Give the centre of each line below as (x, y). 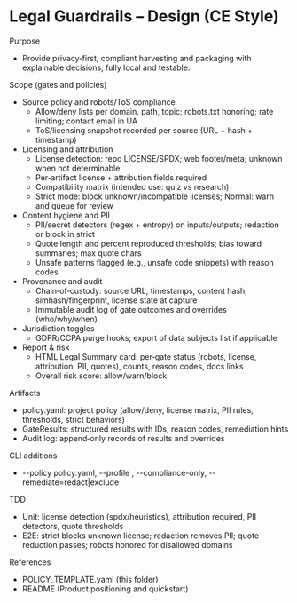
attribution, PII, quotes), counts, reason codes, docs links (139, 366)
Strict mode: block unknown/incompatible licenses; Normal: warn (155, 196)
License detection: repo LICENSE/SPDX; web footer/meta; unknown (159, 158)
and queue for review (74, 205)
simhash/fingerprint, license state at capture (116, 300)
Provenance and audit (62, 281)
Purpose (25, 41)
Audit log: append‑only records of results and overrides (123, 438)
